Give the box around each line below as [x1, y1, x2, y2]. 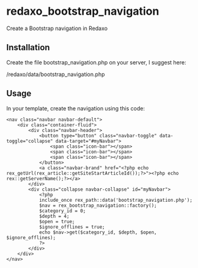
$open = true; [38, 218, 75, 224]
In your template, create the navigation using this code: [6, 104, 145, 112]
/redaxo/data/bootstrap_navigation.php [6, 71, 105, 78]
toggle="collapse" [6, 138, 53, 144]
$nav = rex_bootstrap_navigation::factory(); [38, 202, 157, 209]
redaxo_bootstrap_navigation [6, 4, 159, 18]
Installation [6, 42, 50, 53]
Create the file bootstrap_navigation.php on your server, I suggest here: [6, 58, 186, 66]
